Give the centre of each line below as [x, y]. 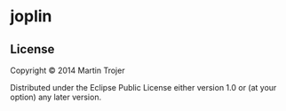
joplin [31, 16]
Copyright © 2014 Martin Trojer [68, 70]
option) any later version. [56, 97]
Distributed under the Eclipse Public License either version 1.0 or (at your [143, 87]
